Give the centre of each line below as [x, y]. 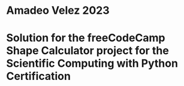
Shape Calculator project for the [88, 51]
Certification [38, 76]
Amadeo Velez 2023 [58, 11]
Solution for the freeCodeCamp [86, 38]
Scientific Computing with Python [92, 63]
